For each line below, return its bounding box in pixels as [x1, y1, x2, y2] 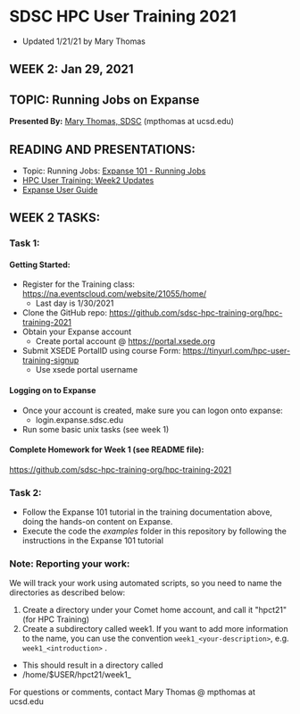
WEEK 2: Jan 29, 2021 [9, 62, 134, 77]
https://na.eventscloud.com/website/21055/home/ [21, 289, 207, 299]
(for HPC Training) [21, 614, 90, 625]
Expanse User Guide [21, 184, 98, 195]
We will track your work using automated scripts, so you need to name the [9, 578, 283, 589]
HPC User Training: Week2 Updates [21, 174, 154, 185]
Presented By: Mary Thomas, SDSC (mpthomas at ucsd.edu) [9, 116, 235, 127]
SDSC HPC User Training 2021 [9, 6, 237, 27]
